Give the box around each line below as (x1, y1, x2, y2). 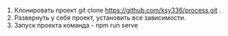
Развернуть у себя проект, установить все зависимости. (13, 13, 186, 22)
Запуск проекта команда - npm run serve (13, 21, 138, 29)
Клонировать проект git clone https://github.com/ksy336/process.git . (13, 6, 221, 14)
